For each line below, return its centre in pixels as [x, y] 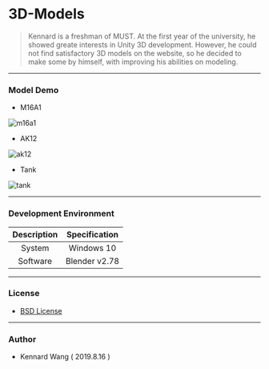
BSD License [41, 310]
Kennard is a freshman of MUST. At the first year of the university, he [142, 36]
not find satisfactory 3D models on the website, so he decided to [134, 53]
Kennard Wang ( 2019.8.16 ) [65, 357]
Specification [92, 234]
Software [35, 261]
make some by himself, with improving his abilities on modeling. [133, 62]
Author [22, 339]
